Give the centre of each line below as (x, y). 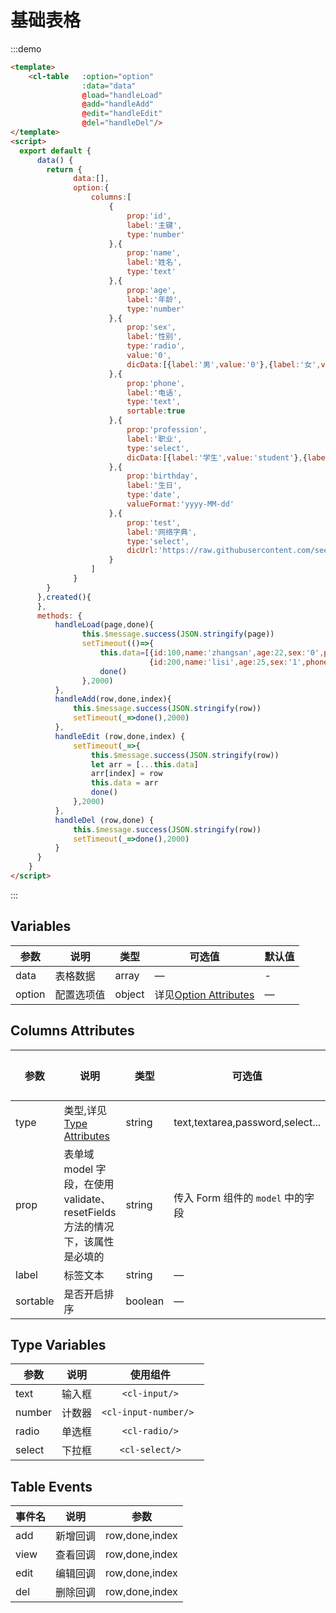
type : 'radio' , (156, 346)
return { (64, 169)
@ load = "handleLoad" (122, 95)
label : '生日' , (154, 486)
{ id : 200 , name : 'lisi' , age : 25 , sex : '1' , (227, 662)
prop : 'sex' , (151, 327)
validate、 (87, 1199)
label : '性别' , (154, 337)
